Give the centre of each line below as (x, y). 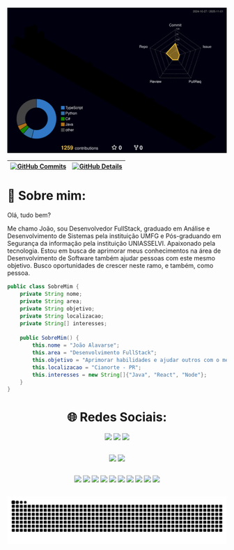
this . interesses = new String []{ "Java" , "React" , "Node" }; (120, 375)
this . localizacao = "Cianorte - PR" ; (87, 367)
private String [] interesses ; (64, 323)
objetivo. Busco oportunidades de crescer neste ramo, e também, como (110, 266)
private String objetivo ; (57, 308)
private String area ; (51, 301)
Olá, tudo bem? (29, 215)
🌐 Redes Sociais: (117, 417)
